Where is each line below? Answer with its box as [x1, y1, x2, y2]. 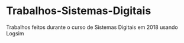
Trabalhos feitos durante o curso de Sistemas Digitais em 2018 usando [6, 24, 179, 31]
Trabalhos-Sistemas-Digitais [6, 4, 151, 18]
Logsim [6, 29, 24, 37]
